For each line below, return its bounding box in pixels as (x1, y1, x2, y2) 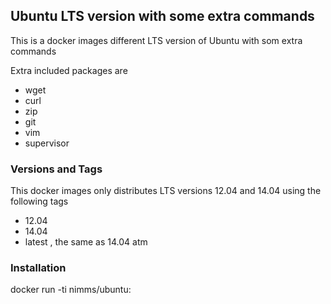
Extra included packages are (10, 64, 128, 76)
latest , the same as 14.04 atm (24, 236, 148, 248)
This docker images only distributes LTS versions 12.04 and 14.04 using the (10, 185, 322, 197)
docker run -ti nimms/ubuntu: (10, 284, 132, 296)
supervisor (24, 137, 70, 149)
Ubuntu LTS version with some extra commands (10, 8, 315, 25)
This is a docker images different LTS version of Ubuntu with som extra (10, 34, 303, 46)
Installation (10, 261, 67, 275)
